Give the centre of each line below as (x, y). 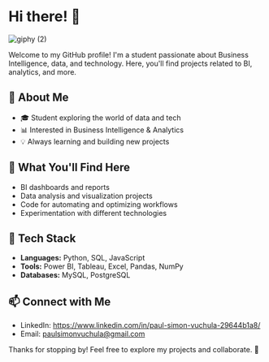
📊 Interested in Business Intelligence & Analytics (102, 130)
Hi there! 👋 (45, 17)
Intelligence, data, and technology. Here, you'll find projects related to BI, (130, 63)
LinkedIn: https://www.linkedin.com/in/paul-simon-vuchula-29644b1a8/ (140, 325)
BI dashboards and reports (65, 187)
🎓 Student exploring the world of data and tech (100, 118)
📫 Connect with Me (60, 302)
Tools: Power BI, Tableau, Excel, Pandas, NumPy (102, 266)
